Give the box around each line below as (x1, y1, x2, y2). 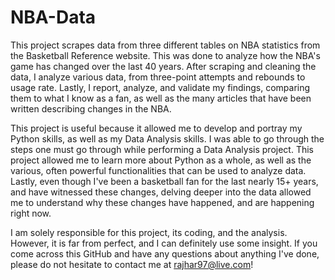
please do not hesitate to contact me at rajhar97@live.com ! (10, 258, 254, 270)
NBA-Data (10, 6, 97, 29)
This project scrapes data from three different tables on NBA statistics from (10, 39, 321, 51)
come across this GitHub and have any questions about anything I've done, (10, 247, 320, 260)
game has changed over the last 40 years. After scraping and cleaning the (10, 60, 317, 72)
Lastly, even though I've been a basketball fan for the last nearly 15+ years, (10, 175, 319, 187)
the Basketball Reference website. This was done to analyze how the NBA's (10, 49, 321, 61)
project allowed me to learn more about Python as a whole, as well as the (10, 154, 312, 166)
